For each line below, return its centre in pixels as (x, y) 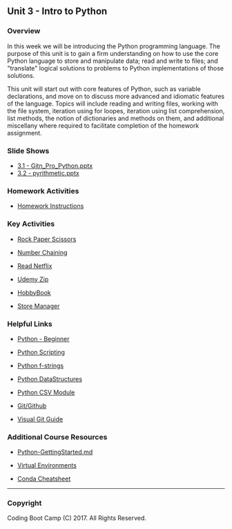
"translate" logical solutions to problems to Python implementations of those (116, 68)
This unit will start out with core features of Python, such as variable (104, 88)
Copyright (25, 503)
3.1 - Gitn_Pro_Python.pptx (55, 166)
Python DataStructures (50, 378)
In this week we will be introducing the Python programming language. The (114, 46)
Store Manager (38, 306)
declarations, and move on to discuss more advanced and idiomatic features (116, 96)
